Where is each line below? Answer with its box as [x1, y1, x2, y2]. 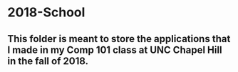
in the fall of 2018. [7, 55, 89, 67]
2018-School [7, 4, 86, 21]
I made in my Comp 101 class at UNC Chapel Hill [7, 43, 222, 56]
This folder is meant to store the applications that [7, 33, 231, 45]
